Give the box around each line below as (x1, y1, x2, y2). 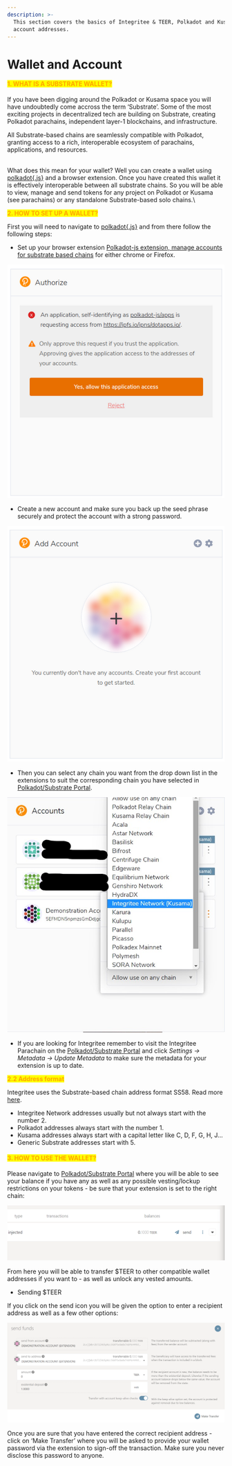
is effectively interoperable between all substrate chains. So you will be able (7, 181, 223, 189)
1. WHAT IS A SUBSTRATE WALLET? (7, 80, 113, 88)
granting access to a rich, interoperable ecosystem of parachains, (7, 138, 195, 146)
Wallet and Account (7, 56, 122, 72)
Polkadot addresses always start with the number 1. (17, 1123, 164, 1132)
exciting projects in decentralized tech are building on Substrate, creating (7, 109, 216, 118)
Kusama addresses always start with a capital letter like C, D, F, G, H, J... (17, 1131, 223, 1139)
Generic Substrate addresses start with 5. (17, 1138, 136, 1146)
